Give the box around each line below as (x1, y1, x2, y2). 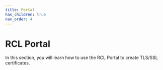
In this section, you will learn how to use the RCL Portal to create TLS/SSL (5, 54, 158, 60)
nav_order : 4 (5, 16, 33, 21)
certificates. (5, 60, 30, 66)
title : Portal (5, 7, 35, 12)
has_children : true (5, 12, 46, 17)
